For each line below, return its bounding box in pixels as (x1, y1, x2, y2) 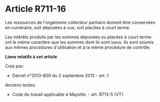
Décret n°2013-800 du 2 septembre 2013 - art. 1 (12, 72, 109, 78)
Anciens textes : (5, 82, 36, 88)
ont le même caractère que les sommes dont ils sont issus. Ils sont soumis (5, 39, 154, 45)
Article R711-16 (5, 3, 67, 15)
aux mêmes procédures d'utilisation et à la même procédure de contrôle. (5, 44, 151, 50)
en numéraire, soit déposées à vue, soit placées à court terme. (5, 24, 130, 30)
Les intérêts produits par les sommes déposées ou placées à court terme (5, 34, 152, 40)
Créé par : (5, 63, 24, 69)
